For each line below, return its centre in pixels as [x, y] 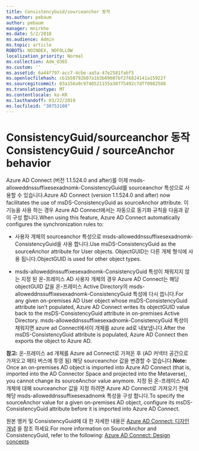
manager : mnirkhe [28, 28]
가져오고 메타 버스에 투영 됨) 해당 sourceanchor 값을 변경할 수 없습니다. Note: [97, 361]
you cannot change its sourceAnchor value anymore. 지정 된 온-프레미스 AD [98, 381]
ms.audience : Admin [30, 39]
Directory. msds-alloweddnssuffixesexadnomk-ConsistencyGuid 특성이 [101, 320]
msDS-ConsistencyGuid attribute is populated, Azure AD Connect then [101, 335]
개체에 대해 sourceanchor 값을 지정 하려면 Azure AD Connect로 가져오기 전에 [97, 388]
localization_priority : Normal [45, 56]
